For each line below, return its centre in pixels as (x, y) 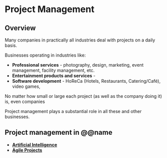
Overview (20, 28)
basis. (11, 45)
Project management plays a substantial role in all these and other (73, 111)
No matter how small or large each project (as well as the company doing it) (83, 96)
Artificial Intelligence (35, 144)
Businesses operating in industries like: (45, 55)
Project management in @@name (59, 133)
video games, (26, 86)
